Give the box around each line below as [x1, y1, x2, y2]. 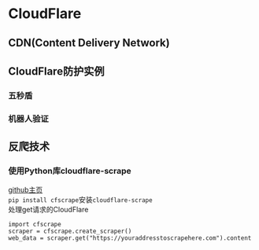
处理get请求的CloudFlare [8, 204, 89, 214]
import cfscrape [8, 220, 61, 228]
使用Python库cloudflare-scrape [8, 166, 131, 177]
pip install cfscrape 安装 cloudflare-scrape [8, 194, 153, 204]
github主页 [8, 185, 43, 194]
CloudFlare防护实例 [8, 64, 105, 78]
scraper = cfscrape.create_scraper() [8, 227, 132, 235]
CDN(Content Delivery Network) [8, 36, 171, 50]
